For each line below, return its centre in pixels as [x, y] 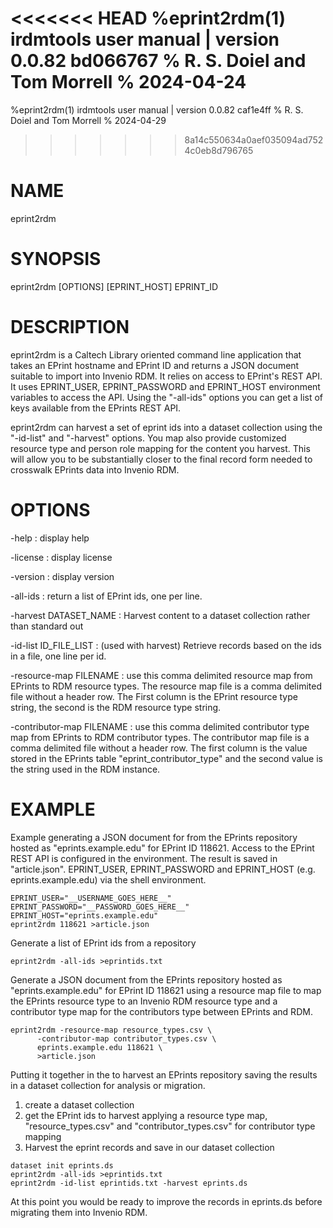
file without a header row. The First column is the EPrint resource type [154, 696]
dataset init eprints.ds [62, 1165]
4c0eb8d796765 [219, 150]
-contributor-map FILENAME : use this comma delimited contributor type [160, 726]
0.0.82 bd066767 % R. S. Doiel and [158, 61]
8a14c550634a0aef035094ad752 [254, 139]
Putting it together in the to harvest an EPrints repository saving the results [164, 1074]
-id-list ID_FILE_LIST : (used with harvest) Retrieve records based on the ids [166, 645]
